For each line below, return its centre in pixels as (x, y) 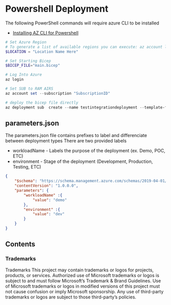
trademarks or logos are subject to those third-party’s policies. (71, 297)
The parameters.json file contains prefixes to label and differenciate (76, 135)
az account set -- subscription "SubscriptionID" (58, 93)
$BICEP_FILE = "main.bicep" (33, 66)
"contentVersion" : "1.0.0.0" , (47, 186)
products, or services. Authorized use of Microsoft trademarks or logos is (82, 275)
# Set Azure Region (26, 42)
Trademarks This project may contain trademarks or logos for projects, (79, 270)
